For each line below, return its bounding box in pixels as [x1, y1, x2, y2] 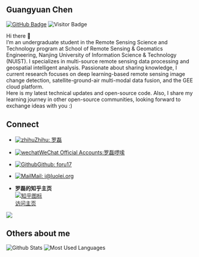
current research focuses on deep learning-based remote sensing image [6, 70, 185, 77]
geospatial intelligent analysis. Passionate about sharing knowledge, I [6, 64, 177, 71]
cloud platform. [6, 83, 44, 90]
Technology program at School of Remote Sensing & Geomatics [6, 45, 163, 52]
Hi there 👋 [6, 32, 31, 39]
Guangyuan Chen [6, 5, 73, 15]
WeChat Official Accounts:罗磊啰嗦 [38, 149, 125, 156]
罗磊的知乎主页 [14, 185, 52, 192]
